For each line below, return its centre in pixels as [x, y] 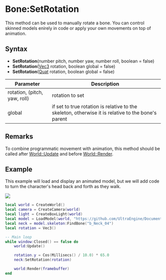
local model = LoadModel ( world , [38, 219]
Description [105, 84]
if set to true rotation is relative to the [94, 106]
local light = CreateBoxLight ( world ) [44, 214]
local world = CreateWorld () [35, 205]
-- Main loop [19, 237]
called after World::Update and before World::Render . [59, 154]
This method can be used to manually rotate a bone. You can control [75, 23]
